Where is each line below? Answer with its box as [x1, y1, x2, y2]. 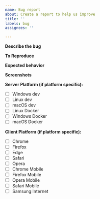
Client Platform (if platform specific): [5, 129, 82, 134]
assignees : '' [5, 26, 34, 31]
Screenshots [5, 72, 32, 78]
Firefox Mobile [12, 171, 42, 177]
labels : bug [5, 21, 29, 26]
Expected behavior [5, 63, 45, 68]
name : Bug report [5, 7, 41, 12]
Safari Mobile [12, 183, 39, 189]
